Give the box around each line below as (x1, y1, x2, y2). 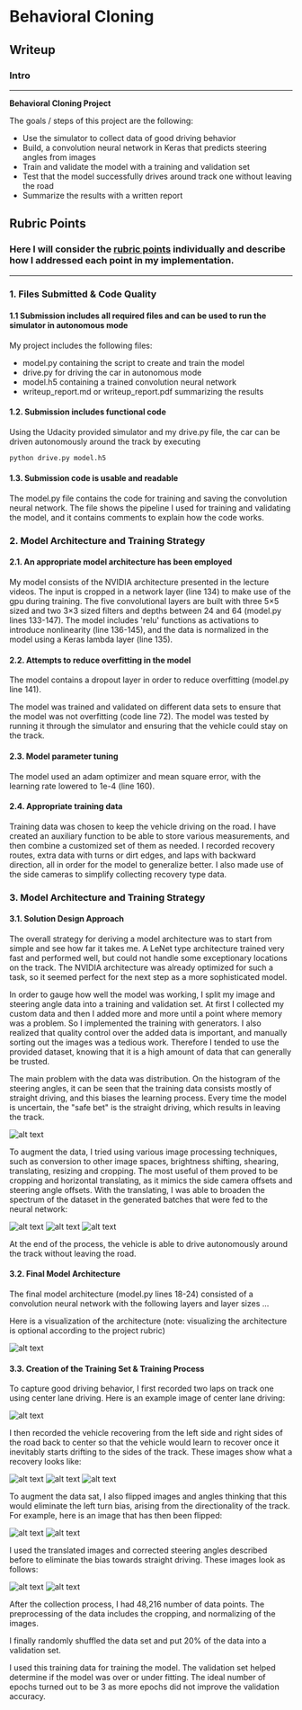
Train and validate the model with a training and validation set (22, 161, 250, 172)
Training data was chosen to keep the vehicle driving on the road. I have (9, 821, 277, 832)
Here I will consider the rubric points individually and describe (9, 243, 286, 255)
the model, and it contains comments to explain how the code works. (9, 512, 265, 522)
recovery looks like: (9, 1456, 82, 1467)
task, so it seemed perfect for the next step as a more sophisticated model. (9, 971, 288, 982)
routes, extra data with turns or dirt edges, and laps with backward (9, 850, 256, 860)
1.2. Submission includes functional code (9, 406, 166, 417)
